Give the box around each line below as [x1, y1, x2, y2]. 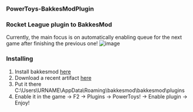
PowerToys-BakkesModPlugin [6, 5, 94, 13]
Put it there [14, 80, 42, 87]
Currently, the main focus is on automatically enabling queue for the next [6, 34, 182, 41]
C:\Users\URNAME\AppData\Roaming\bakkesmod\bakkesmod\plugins [14, 87, 185, 94]
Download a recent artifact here [14, 74, 92, 81]
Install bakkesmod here [14, 68, 72, 75]
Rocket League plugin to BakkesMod [6, 20, 113, 28]
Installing [6, 55, 33, 63]
